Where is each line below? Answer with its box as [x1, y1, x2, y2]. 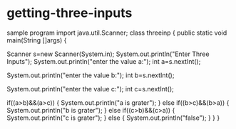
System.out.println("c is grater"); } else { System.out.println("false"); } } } [6, 113, 220, 122]
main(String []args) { [6, 35, 67, 44]
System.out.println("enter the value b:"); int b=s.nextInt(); [6, 71, 175, 79]
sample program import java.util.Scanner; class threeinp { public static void [6, 28, 227, 37]
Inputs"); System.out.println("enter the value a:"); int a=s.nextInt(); [6, 57, 201, 65]
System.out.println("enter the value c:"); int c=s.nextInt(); [6, 84, 174, 93]
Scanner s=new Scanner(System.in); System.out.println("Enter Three [6, 50, 210, 58]
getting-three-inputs [6, 5, 133, 21]
